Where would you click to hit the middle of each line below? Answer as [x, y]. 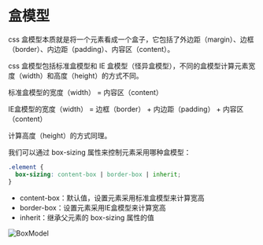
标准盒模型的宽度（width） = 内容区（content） [85, 92]
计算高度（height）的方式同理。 [60, 135]
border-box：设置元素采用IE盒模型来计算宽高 [93, 207]
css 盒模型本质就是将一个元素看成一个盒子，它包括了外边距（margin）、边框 [131, 39]
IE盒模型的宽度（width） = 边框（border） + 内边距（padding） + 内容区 [126, 109]
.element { [26, 167]
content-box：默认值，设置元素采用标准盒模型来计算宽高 [112, 198]
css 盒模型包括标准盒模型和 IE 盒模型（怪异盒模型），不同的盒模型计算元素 [128, 66]
